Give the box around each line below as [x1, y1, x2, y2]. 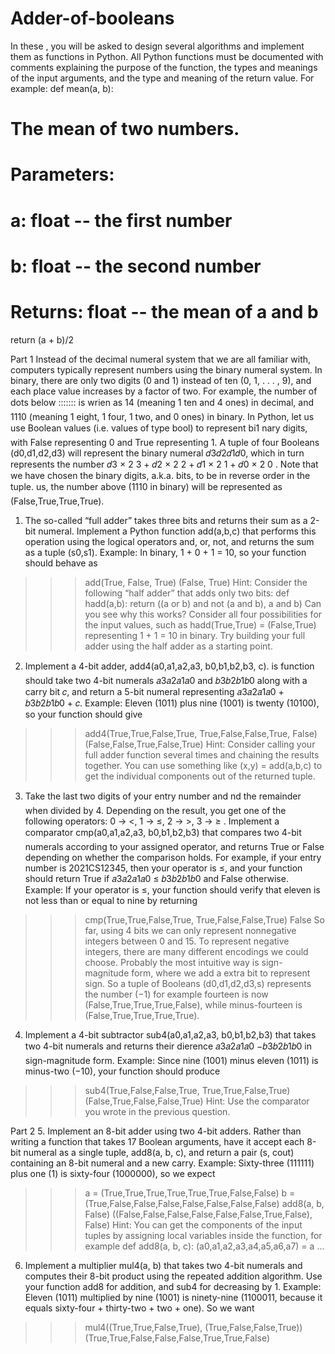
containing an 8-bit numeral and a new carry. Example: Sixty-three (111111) [10, 1157, 315, 1169]
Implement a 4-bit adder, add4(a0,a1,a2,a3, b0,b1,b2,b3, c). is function [24, 660, 315, 672]
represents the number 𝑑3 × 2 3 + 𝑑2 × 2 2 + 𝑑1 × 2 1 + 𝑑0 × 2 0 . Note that [10, 458, 319, 470]
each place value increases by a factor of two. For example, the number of [10, 385, 318, 397]
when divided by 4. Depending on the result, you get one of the [24, 804, 287, 816]
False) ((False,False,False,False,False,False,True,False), [84, 1208, 313, 1220]
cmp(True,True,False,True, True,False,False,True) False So [84, 913, 325, 926]
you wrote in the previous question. [84, 1105, 231, 1117]
